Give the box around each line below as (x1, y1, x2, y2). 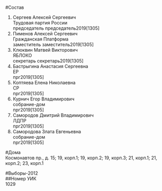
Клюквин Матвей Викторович (12, 47, 78, 53)
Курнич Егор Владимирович (12, 96, 75, 102)
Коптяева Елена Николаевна (12, 79, 76, 86)
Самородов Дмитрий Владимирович (12, 112, 94, 118)
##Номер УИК (5, 176, 37, 181)
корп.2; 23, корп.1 (5, 160, 44, 166)
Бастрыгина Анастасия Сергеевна (12, 63, 89, 69)
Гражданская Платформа (12, 36, 69, 42)
